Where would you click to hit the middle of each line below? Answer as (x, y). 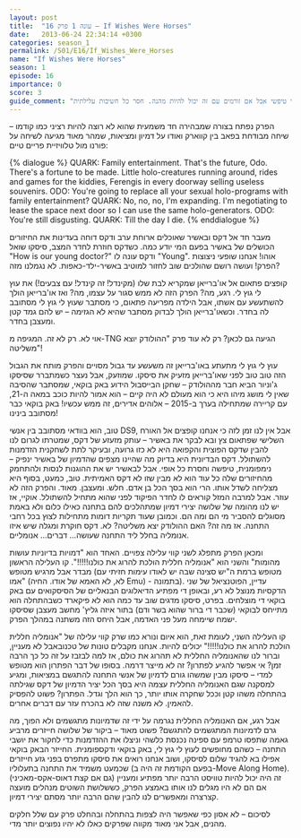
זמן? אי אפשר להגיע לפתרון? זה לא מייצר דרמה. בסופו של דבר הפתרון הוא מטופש (146, 665)
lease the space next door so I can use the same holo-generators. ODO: (142, 211)
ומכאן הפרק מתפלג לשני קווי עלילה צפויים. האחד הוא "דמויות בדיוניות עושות (136, 553)
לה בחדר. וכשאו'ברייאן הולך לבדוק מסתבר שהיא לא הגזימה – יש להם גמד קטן (139, 312)
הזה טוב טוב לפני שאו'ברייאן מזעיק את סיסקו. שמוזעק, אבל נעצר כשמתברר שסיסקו (148, 375)
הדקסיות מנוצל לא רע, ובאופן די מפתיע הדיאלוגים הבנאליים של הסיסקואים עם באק (148, 591)
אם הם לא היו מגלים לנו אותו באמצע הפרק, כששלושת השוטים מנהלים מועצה (138, 787)
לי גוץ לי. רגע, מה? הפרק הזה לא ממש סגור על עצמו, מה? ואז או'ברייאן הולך (135, 293)
